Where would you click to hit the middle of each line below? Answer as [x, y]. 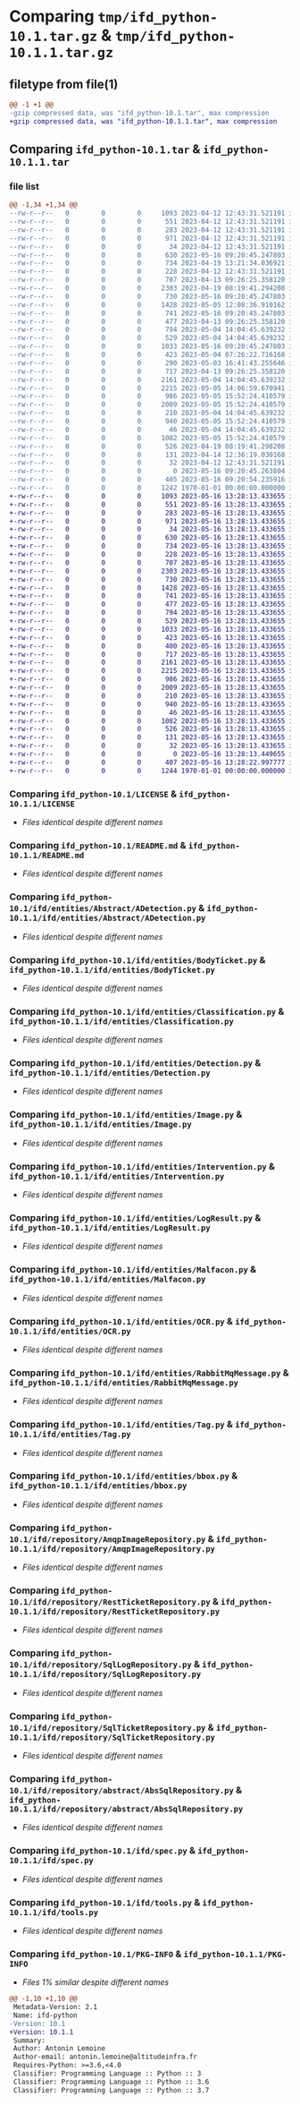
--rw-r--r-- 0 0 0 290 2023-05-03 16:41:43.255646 [147, 363]
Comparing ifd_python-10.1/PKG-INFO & [96, 1954]
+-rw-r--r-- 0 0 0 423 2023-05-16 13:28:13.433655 [147, 637]
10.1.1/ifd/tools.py [54, 1912]
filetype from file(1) [64, 84]
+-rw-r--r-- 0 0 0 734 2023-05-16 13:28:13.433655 [147, 546]
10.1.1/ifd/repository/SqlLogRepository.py [105, 1674]
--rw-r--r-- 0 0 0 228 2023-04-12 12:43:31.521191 [147, 272]
